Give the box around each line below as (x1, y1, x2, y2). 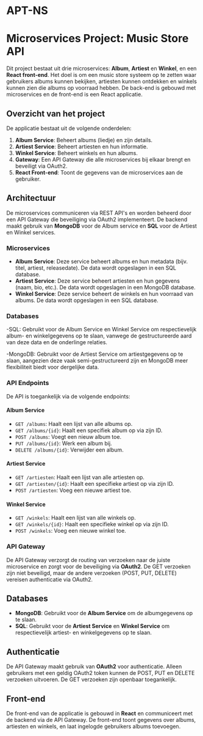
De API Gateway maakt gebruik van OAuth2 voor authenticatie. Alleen (6, 663, 182, 670)
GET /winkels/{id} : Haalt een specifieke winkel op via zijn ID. (15, 521, 169, 528)
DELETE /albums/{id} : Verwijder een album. (15, 446, 124, 453)
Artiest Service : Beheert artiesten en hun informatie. (15, 143, 148, 150)
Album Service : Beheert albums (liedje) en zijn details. (15, 136, 153, 143)
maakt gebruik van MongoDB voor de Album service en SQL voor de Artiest (6, 222, 197, 229)
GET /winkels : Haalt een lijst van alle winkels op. (15, 514, 136, 522)
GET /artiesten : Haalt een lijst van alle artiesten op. (15, 474, 145, 481)
